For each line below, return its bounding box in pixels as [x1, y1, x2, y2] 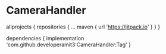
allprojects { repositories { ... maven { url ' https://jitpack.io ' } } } [6, 23, 161, 30]
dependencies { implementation [6, 34, 84, 42]
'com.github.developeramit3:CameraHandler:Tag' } [6, 41, 131, 48]
